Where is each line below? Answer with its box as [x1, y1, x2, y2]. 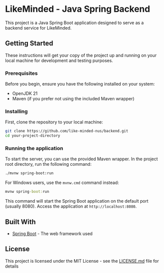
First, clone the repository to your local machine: [5, 119, 103, 125]
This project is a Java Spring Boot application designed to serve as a [5, 20, 144, 26]
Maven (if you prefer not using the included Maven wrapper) [12, 96, 135, 102]
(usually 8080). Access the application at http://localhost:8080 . [5, 203, 137, 210]
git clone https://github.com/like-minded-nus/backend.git [5, 129, 129, 134]
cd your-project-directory [5, 133, 60, 138]
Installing [5, 108, 28, 115]
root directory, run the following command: [5, 161, 92, 167]
